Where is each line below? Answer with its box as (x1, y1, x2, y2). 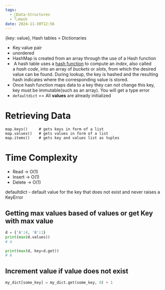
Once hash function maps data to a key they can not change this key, (12, 82, 155, 88)
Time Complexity (5, 152, 78, 163)
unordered (12, 50, 34, 56)
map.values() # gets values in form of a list (5, 131, 108, 136)
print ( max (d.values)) (5, 234, 50, 239)
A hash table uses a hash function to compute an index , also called (13, 61, 151, 67)
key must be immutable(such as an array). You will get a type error (12, 87, 150, 93)
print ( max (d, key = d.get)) (5, 248, 59, 253)
